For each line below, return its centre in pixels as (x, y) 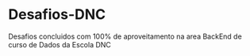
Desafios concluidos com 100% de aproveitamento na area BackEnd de (125, 36)
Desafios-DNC (57, 15)
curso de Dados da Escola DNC (60, 44)
